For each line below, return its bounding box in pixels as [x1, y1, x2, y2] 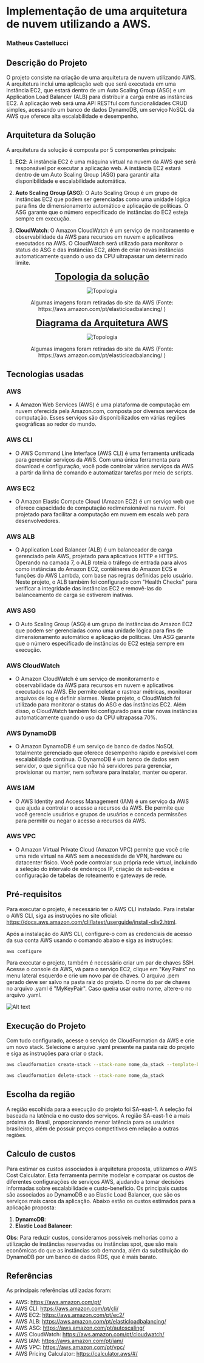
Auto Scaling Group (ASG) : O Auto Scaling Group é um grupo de [15, 189, 178, 196]
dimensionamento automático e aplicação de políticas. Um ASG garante [15, 633, 195, 640]
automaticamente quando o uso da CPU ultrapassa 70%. [15, 714, 158, 721]
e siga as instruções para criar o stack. [6, 1050, 103, 1057]
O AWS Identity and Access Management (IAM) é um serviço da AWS [15, 798, 189, 805]
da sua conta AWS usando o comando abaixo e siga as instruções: [6, 937, 173, 944]
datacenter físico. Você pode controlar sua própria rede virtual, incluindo [15, 858, 197, 866]
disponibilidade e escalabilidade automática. [15, 177, 126, 185]
